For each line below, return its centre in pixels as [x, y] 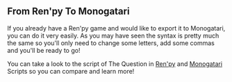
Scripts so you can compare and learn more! [71, 71]
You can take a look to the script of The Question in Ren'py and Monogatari [115, 64]
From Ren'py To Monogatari [68, 11]
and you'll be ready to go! [44, 50]
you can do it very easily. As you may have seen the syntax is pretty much [113, 35]
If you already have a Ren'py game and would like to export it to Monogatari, [116, 28]
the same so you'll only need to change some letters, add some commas [111, 43]
